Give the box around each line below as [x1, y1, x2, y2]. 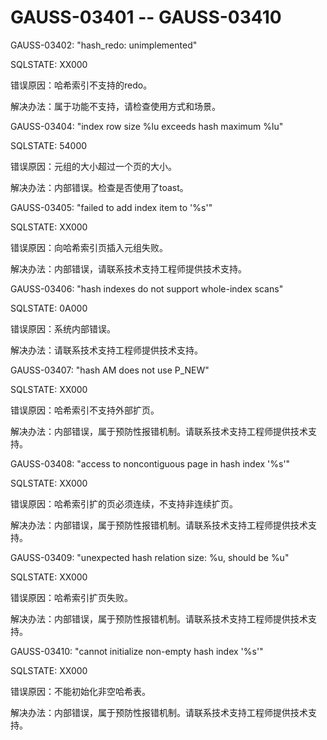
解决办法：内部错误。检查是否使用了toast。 [10, 181, 189, 193]
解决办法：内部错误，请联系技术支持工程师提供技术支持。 [10, 262, 247, 275]
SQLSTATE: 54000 [10, 139, 88, 151]
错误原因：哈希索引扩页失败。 [10, 591, 133, 603]
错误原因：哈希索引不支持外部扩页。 [10, 404, 160, 416]
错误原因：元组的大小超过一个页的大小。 [10, 160, 177, 172]
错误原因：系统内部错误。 [10, 322, 116, 335]
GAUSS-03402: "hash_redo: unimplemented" [10, 39, 198, 51]
